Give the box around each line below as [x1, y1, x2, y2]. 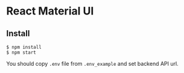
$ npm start [6, 49, 36, 56]
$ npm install [6, 44, 42, 50]
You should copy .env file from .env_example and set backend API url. [6, 60, 179, 67]
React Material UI [6, 4, 94, 18]
